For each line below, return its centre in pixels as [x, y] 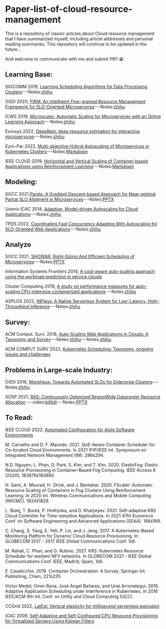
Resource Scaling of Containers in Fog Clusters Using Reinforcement [76, 490]
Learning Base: [29, 75]
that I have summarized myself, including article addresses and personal [79, 39]
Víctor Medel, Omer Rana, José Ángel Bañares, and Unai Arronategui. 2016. [82, 586]
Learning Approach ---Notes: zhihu [40, 121]
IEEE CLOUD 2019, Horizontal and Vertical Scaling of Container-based [77, 161]
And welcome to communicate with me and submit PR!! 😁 [64, 59]
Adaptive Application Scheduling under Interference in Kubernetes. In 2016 [82, 591]
